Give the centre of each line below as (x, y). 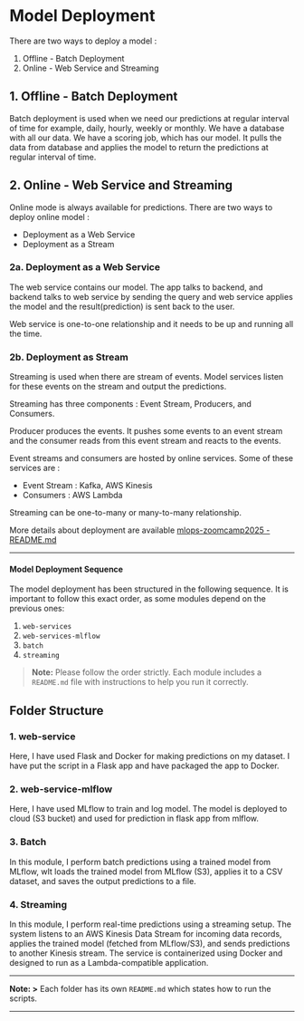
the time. (26, 333)
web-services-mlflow (61, 636)
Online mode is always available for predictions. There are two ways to (141, 207)
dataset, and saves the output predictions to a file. (103, 881)
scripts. (24, 998)
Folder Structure (57, 711)
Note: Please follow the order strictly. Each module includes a (147, 672)
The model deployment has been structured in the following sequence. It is (149, 589)
